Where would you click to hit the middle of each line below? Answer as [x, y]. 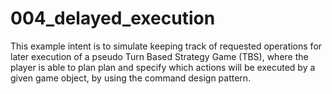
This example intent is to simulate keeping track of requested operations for [166, 46]
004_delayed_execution [113, 18]
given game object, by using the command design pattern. [131, 78]
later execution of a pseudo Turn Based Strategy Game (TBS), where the [159, 56]
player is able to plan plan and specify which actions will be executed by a [163, 67]
